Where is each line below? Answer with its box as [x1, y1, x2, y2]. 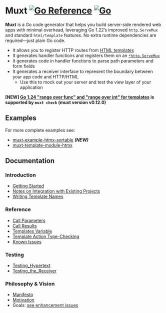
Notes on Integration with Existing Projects [12, 188, 100, 194]
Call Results [12, 222, 37, 228]
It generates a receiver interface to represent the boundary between [12, 68, 153, 74]
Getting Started [12, 183, 44, 189]
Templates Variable [12, 228, 52, 234]
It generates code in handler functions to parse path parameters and [12, 57, 154, 63]
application [19, 84, 43, 90]
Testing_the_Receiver [12, 268, 56, 274]
